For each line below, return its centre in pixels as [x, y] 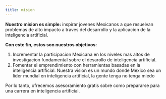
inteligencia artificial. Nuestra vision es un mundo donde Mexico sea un [87, 70]
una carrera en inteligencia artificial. [43, 90]
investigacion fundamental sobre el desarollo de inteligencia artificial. [85, 60]
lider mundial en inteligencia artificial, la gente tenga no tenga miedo [84, 75]
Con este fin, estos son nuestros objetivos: [51, 44]
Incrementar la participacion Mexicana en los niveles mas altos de [81, 54]
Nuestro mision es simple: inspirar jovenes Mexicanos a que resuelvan [79, 24]
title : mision [20, 10]
